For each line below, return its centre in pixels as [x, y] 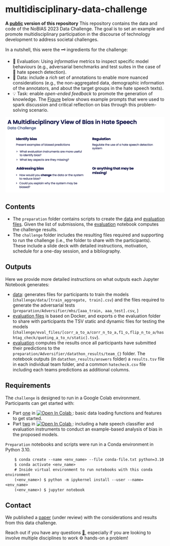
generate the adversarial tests [44, 305]
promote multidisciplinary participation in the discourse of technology [78, 34]
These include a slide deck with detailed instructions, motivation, [80, 245]
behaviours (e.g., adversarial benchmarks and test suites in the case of [87, 66]
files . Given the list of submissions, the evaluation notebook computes [86, 224]
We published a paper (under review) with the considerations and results [81, 518]
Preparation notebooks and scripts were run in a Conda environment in [79, 444]
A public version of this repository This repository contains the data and [81, 23]
